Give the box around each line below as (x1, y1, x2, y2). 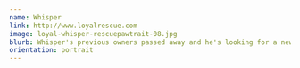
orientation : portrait (9, 46, 94, 55)
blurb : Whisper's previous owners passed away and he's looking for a (9, 37, 278, 47)
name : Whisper (9, 12, 62, 22)
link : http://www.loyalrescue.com (9, 21, 138, 30)
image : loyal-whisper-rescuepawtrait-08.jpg (9, 29, 178, 38)
